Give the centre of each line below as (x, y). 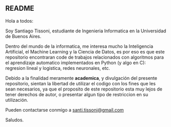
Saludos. (15, 120)
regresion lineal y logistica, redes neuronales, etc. (58, 68)
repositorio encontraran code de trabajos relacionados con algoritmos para (84, 57)
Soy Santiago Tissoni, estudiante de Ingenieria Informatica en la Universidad (86, 31)
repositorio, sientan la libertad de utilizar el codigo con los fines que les (81, 83)
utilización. (17, 100)
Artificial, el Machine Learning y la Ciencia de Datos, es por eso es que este (85, 51)
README (20, 8)
